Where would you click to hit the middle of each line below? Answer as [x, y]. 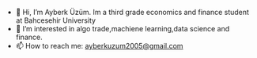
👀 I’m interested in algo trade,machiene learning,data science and [123, 29]
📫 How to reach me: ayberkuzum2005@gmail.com [99, 46]
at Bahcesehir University [56, 20]
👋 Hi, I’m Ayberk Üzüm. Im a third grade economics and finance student [132, 12]
